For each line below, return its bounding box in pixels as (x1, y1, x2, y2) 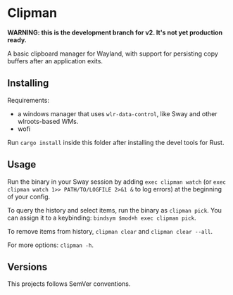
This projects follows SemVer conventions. (7, 280, 131, 288)
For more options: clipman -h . (7, 241, 94, 249)
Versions (7, 261, 48, 272)
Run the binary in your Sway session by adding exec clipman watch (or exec (7, 177, 227, 186)
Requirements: (7, 96, 49, 104)
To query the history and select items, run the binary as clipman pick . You (7, 206, 222, 214)
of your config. (7, 192, 51, 201)
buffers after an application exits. (7, 56, 103, 65)
